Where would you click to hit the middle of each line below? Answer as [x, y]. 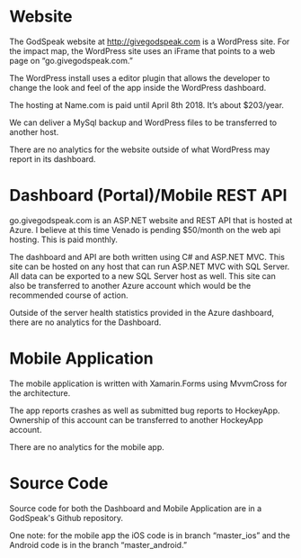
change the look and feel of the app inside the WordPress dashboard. [138, 87]
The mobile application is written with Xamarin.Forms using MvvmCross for [148, 383]
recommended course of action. [69, 295]
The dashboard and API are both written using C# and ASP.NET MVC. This [147, 256]
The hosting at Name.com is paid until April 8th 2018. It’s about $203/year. [147, 104]
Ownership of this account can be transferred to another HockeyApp [136, 419]
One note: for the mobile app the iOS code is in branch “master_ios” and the [150, 535]
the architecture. [40, 392]
